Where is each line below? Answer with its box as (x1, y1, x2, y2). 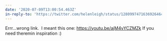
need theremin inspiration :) (5, 30, 62, 36)
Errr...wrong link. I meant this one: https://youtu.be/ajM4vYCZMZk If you (5, 25, 154, 31)
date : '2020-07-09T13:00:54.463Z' (5, 7, 77, 12)
